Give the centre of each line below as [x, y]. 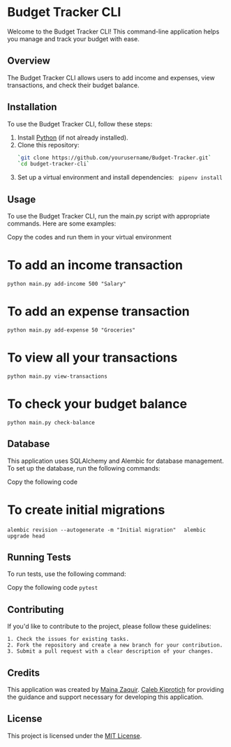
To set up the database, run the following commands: [84, 468]
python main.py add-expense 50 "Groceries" [72, 330]
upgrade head [26, 536]
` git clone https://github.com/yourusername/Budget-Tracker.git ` [114, 158]
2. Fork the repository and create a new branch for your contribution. [115, 645]
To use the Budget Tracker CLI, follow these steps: [80, 124]
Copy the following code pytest [53, 588]
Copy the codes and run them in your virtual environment [90, 237]
